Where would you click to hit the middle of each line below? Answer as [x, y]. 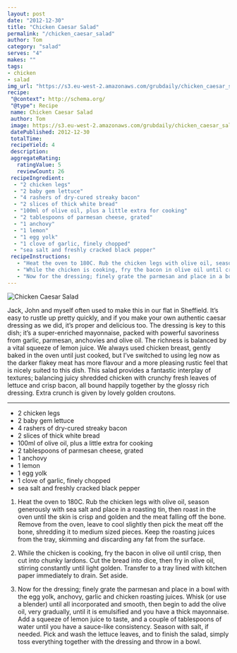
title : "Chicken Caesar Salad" [53, 27]
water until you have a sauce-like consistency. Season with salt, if [113, 626]
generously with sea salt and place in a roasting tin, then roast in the [117, 509]
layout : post [26, 14]
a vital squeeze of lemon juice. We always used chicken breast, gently [109, 347]
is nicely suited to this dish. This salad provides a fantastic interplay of [109, 370]
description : [30, 152]
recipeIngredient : [37, 178]
